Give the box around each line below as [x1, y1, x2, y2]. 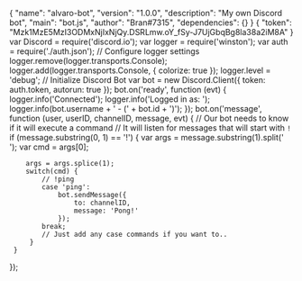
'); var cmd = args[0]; [9, 141, 89, 152]
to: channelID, [73, 198, 131, 207]
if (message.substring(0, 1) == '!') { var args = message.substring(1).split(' [9, 132, 284, 142]
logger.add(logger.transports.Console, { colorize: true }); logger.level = [9, 65, 271, 76]
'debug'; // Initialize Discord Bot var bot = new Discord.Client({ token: [9, 75, 266, 85]
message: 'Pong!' [73, 206, 140, 215]
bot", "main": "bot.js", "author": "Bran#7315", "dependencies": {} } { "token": [9, 17, 293, 28]
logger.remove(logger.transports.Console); [9, 56, 169, 66]
